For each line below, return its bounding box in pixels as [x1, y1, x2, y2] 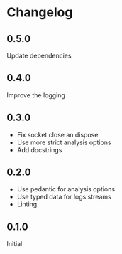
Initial [6, 240, 23, 248]
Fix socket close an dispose [16, 130, 99, 139]
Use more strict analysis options [16, 138, 111, 147]
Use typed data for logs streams [16, 193, 111, 201]
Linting [16, 200, 38, 208]
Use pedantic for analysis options [16, 185, 115, 194]
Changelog [6, 4, 73, 21]
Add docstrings [16, 145, 62, 154]
